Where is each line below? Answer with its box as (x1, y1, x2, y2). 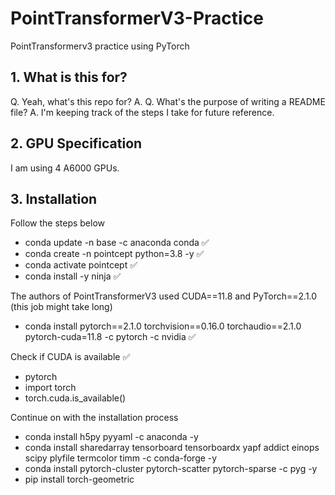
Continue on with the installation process (10, 412, 179, 424)
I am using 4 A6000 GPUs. (10, 162, 120, 174)
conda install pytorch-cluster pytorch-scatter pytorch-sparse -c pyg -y (24, 463, 318, 475)
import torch (24, 382, 77, 394)
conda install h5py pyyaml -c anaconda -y (24, 431, 199, 443)
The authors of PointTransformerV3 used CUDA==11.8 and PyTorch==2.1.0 (10, 290, 318, 302)
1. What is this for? (10, 69, 128, 86)
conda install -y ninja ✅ (24, 270, 122, 282)
